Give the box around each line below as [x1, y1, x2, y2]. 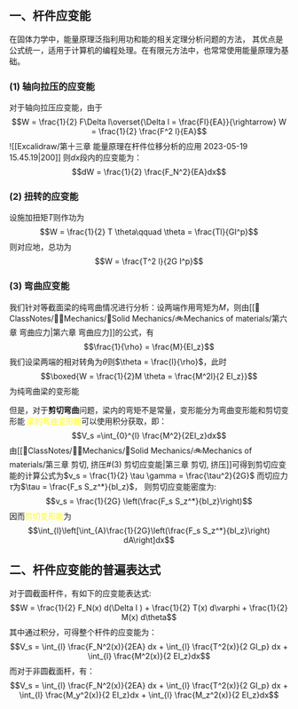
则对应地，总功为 [9, 242, 72, 252]
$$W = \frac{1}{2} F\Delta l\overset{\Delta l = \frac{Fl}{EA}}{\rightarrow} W [12, 116, 286, 127]
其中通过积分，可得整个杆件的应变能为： [9, 626, 157, 637]
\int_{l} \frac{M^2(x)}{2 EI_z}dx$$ [87, 650, 211, 661]
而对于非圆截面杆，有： [9, 665, 95, 676]
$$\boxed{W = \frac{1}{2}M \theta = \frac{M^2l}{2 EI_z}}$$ [40, 370, 258, 381]
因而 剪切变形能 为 [9, 510, 72, 522]
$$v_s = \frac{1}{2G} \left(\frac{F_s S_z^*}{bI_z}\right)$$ [45, 496, 253, 506]
